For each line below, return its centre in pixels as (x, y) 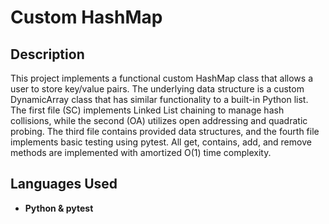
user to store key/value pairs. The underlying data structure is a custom (157, 89)
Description (47, 54)
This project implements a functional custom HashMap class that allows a (161, 78)
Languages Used (64, 184)
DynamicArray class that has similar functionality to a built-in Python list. (159, 99)
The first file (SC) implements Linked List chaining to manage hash (147, 110)
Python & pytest (59, 208)
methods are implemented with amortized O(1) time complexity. (141, 152)
